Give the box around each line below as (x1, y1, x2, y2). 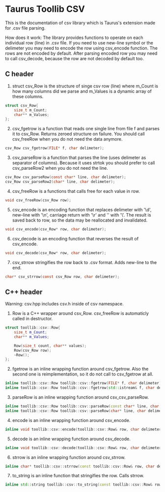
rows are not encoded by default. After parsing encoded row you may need (5, 50, 158, 56)
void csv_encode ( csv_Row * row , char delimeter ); (5, 227, 107, 231)
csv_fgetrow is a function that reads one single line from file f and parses (12, 126, 160, 132)
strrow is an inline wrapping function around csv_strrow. (12, 454, 126, 460)
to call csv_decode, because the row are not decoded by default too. (5, 55, 144, 61)
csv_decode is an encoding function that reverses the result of (12, 235, 139, 241)
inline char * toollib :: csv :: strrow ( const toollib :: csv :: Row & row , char (5, 464, 155, 469)
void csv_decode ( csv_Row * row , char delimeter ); (5, 250, 107, 255)
